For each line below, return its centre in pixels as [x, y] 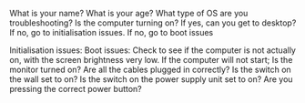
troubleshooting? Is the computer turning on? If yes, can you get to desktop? [153, 23]
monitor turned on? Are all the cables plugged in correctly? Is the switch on [150, 69]
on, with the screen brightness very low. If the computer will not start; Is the [151, 60]
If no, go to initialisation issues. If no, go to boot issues [112, 32]
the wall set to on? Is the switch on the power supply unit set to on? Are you [151, 79]
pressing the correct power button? [76, 89]
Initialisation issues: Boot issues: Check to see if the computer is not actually [152, 50]
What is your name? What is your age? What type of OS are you [129, 13]
